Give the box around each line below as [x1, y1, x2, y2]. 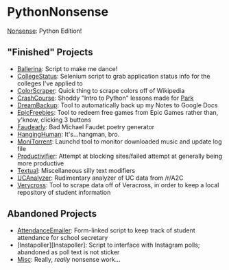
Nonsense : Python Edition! [7, 27, 82, 35]
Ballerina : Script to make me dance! [16, 64, 118, 72]
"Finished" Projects [7, 46, 93, 58]
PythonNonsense [7, 4, 108, 20]
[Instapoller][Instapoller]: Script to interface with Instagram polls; [16, 241, 200, 249]
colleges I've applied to [16, 79, 84, 87]
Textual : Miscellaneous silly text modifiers [16, 166, 136, 174]
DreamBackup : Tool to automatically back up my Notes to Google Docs [16, 100, 218, 109]
